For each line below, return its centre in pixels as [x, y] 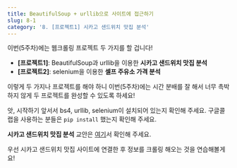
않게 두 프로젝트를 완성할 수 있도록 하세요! [78, 95]
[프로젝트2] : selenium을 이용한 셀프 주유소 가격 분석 [89, 72]
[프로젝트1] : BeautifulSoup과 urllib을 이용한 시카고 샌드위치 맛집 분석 [113, 63]
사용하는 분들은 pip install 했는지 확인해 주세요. [89, 119]
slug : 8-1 [22, 20]
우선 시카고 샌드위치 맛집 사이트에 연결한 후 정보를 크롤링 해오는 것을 [101, 150]
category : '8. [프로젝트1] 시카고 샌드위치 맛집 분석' [78, 27]
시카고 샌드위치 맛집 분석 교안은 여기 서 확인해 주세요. [79, 134]
